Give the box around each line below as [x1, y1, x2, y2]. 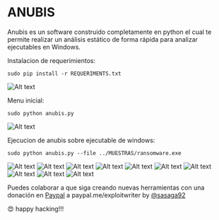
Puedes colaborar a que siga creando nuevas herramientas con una [7, 183, 205, 192]
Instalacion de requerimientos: [7, 56, 96, 64]
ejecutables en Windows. [7, 42, 81, 51]
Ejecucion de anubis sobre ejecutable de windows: [7, 136, 155, 144]
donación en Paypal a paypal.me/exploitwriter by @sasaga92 [7, 190, 186, 199]
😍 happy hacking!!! [7, 204, 64, 213]
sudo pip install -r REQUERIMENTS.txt [7, 70, 122, 77]
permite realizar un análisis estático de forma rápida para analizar [7, 35, 199, 43]
